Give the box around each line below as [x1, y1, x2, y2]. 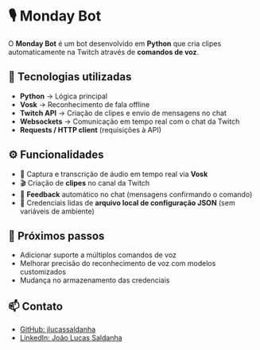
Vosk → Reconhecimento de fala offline [19, 99, 150, 109]
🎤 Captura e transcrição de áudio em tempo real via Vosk [19, 169, 208, 179]
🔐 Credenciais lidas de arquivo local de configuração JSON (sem [19, 198, 236, 207]
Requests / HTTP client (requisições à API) [19, 125, 161, 134]
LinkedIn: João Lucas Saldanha [19, 333, 122, 343]
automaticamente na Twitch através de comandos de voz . [8, 47, 200, 56]
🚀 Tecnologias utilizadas [8, 70, 132, 84]
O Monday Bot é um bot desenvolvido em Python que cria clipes [8, 38, 222, 48]
